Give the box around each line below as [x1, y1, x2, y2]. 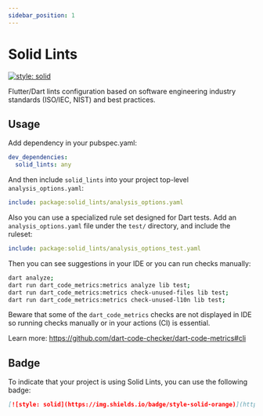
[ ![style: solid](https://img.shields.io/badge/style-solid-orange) [8, 401, 236, 409]
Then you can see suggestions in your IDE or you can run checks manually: [8, 258, 251, 268]
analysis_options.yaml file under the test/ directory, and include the [8, 221, 231, 230]
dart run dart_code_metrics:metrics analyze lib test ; [8, 281, 191, 289]
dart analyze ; [8, 274, 55, 282]
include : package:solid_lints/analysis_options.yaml [8, 199, 184, 206]
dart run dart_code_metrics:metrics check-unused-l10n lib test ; [8, 296, 225, 304]
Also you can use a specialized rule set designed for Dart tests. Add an [8, 213, 237, 222]
